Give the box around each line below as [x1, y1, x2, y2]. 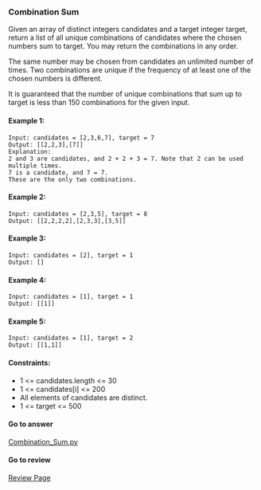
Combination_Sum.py [8, 437, 78, 446]
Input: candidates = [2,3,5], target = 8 [8, 210, 148, 218]
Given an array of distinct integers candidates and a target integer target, [8, 25, 248, 34]
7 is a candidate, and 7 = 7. [8, 168, 109, 177]
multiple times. [8, 162, 62, 170]
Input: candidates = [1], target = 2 [8, 334, 134, 343]
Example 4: [8, 275, 46, 284]
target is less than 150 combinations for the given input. [8, 98, 190, 108]
